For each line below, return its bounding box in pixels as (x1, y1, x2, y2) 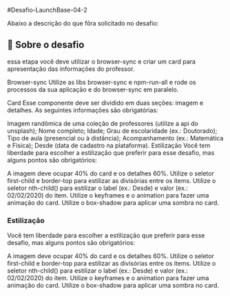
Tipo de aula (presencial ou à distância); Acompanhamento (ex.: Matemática (7, 134, 224, 142)
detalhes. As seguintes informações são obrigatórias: (7, 106, 158, 114)
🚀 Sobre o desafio (7, 39, 85, 51)
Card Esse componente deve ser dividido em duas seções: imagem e (7, 98, 204, 107)
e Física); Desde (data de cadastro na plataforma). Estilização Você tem (7, 141, 211, 149)
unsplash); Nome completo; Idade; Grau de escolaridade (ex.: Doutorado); (7, 127, 218, 135)
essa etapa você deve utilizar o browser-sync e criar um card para (7, 57, 196, 65)
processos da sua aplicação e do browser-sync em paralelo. (7, 85, 179, 94)
